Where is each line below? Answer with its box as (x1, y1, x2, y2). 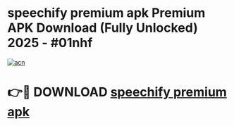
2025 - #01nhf (7, 35, 93, 51)
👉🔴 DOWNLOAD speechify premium (7, 84, 227, 100)
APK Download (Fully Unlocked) (7, 20, 199, 36)
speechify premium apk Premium (7, 5, 206, 21)
